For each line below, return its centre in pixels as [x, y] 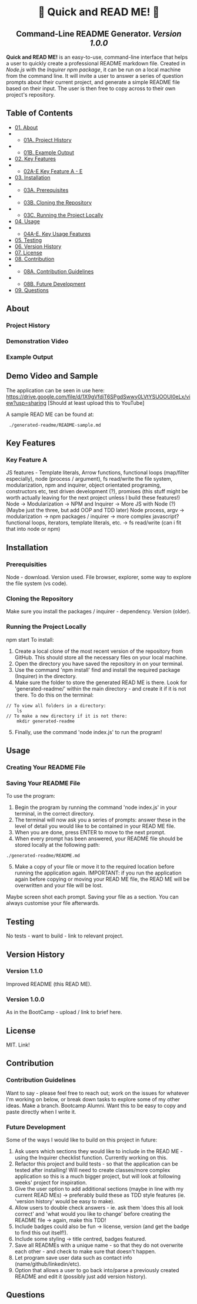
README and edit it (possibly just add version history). [81, 1276]
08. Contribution [34, 259]
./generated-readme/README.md [43, 856]
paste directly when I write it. [41, 1112]
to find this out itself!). [41, 1232]
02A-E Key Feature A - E [53, 171]
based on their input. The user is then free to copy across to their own [91, 88]
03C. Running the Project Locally [63, 215]
